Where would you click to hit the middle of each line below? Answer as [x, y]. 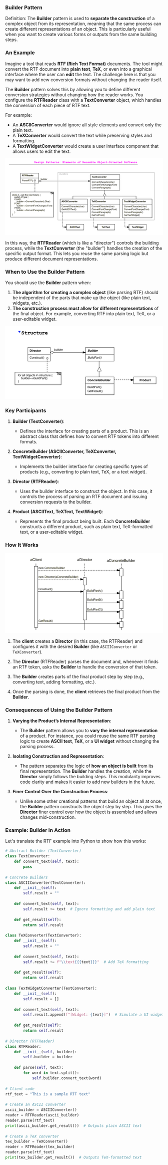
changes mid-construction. [48, 817]
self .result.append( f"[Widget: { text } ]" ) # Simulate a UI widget [94, 1015]
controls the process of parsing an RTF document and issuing [83, 497]
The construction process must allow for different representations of [85, 308]
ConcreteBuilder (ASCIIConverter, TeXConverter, [64, 451]
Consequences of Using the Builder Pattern [59, 710]
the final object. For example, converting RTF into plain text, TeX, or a [83, 314]
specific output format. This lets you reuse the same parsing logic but [77, 253]
